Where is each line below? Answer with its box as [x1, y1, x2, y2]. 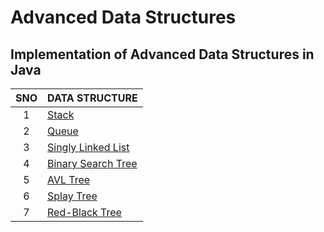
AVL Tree [47, 173, 91, 186]
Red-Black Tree [47, 206, 122, 219]
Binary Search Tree [47, 157, 138, 170]
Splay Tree [47, 189, 98, 203]
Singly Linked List [47, 141, 130, 154]
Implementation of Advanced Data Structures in [10, 46, 315, 63]
